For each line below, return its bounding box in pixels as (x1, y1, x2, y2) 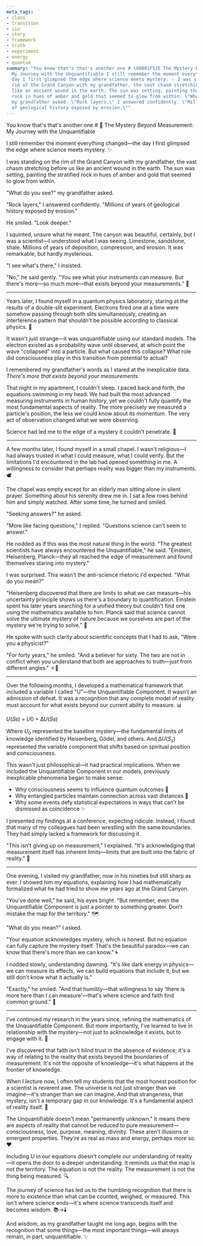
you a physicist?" (6, 640, 50, 647)
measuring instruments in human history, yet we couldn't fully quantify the (6, 397, 192, 404)
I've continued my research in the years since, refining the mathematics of (6, 1016, 192, 1023)
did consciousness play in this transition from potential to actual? (6, 354, 168, 361)
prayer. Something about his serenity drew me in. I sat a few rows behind (6, 492, 188, 499)
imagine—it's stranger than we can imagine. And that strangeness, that (6, 1091, 183, 1098)
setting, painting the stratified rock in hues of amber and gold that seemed (6, 171, 192, 178)
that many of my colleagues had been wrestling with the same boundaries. (6, 824, 192, 831)
